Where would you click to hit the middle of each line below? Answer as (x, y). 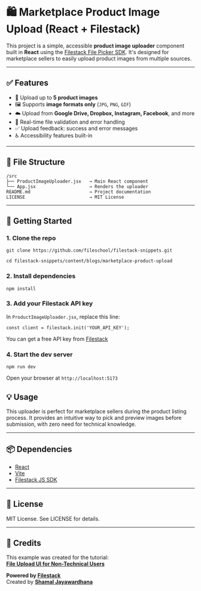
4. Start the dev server (39, 354)
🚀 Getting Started (39, 221)
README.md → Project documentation (79, 192)
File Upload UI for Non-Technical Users (55, 564)
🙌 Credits (24, 543)
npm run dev (21, 367)
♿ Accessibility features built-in (54, 135)
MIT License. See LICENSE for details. (53, 518)
